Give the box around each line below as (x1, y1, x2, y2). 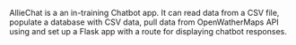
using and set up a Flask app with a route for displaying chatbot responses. (9, 26, 287, 36)
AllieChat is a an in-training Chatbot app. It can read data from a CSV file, (9, 8, 280, 18)
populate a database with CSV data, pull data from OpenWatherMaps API (9, 17, 280, 27)
